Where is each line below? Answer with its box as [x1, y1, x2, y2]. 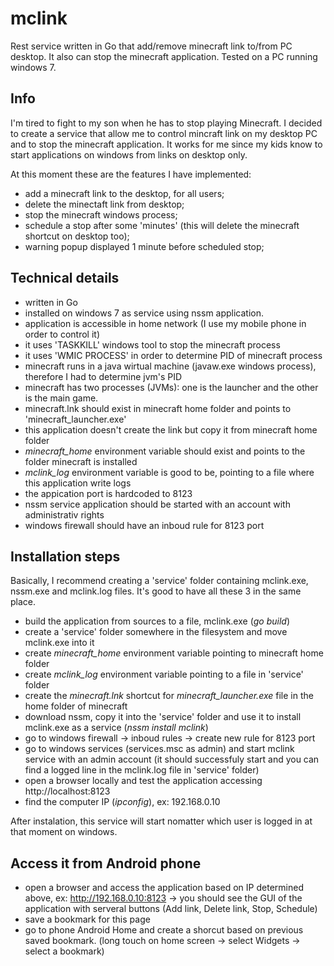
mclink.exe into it [24, 637, 95, 649]
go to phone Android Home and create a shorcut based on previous [24, 924, 304, 936]
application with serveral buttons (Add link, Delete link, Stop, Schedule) [24, 903, 318, 915]
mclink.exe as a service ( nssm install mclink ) [24, 722, 209, 734]
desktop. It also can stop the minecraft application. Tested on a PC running [10, 50, 318, 62]
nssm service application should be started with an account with [24, 498, 291, 510]
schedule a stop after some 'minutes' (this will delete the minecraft [24, 219, 300, 231]
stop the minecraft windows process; [24, 208, 178, 221]
